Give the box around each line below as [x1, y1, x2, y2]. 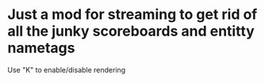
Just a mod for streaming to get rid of [7, 6, 258, 24]
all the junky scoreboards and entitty [7, 22, 255, 40]
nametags [7, 39, 75, 57]
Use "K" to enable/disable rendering [7, 65, 126, 74]
